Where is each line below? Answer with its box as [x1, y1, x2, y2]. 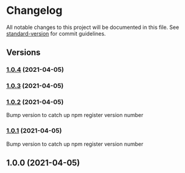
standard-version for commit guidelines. [6, 30, 106, 37]
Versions [6, 48, 41, 58]
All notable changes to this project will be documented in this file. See [6, 24, 180, 31]
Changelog [6, 4, 63, 17]
